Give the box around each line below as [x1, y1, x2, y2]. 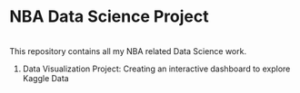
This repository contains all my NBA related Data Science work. [9, 45, 247, 56]
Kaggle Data [22, 72, 70, 83]
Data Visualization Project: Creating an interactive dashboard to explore [22, 63, 291, 74]
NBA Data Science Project [9, 6, 209, 27]
